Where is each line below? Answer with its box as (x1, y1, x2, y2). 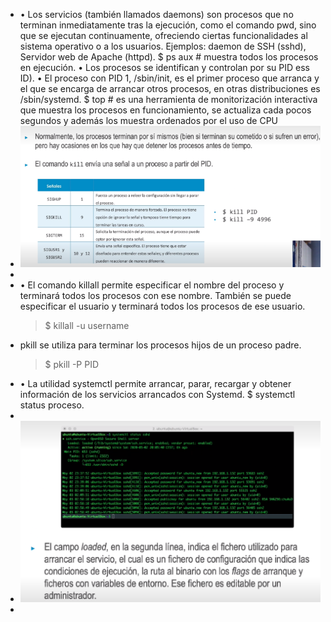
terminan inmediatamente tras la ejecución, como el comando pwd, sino (19, 19, 317, 31)
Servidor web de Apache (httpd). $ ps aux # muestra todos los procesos (19, 51, 319, 63)
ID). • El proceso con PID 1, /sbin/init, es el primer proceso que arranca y (19, 72, 320, 84)
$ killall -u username (44, 320, 130, 332)
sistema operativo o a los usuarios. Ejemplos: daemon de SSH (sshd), (19, 40, 307, 52)
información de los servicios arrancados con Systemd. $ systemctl (19, 389, 296, 401)
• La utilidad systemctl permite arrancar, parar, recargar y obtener (19, 378, 292, 390)
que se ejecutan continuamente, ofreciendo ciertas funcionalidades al (19, 30, 308, 41)
